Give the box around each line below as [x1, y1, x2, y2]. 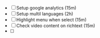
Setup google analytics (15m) [16, 5, 76, 10]
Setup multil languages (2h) [16, 11, 73, 16]
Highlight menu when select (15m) [16, 17, 86, 22]
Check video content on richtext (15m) [16, 22, 95, 28]
